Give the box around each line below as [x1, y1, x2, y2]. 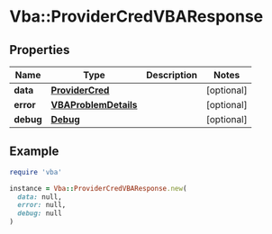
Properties [9, 42, 70, 58]
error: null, [17, 201, 67, 210]
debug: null [17, 209, 63, 218]
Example [9, 144, 59, 159]
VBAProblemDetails [50, 99, 138, 111]
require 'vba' [9, 167, 63, 176]
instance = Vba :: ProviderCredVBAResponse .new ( [9, 184, 187, 193]
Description [146, 69, 198, 81]
